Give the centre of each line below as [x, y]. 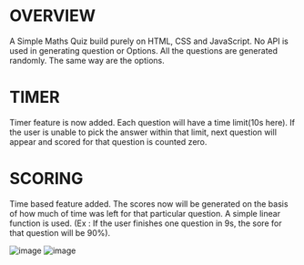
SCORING [46, 179]
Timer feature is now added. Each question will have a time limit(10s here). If [152, 122]
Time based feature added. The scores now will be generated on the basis [149, 204]
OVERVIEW [53, 16]
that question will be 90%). [60, 232]
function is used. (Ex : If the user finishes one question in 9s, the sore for [146, 223]
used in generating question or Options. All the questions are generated [144, 50]
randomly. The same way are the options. [87, 60]
